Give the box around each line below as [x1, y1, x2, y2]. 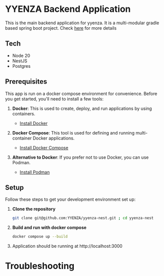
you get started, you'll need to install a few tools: [5, 95, 104, 102]
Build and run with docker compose [12, 225, 87, 230]
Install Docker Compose [19, 144, 68, 150]
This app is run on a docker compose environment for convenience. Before [5, 91, 158, 96]
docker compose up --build [12, 234, 68, 239]
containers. [12, 110, 35, 117]
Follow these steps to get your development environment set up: [5, 196, 136, 202]
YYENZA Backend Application [5, 3, 131, 15]
